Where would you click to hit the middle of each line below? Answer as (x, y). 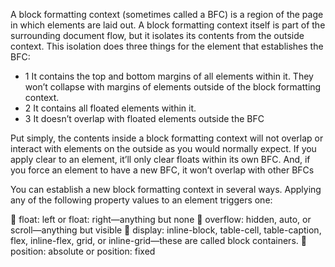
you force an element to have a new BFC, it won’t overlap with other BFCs (162, 170)
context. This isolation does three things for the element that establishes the (167, 46)
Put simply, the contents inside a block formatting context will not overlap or (167, 138)
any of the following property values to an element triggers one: (141, 200)
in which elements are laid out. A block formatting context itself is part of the (168, 25)
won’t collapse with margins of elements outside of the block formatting (173, 87)
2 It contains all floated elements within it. (110, 108)
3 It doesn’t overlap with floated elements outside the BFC (144, 118)
